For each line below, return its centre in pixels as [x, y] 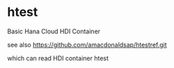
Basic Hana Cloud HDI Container [54, 31]
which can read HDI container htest [58, 58]
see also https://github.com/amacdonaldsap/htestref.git [87, 44]
